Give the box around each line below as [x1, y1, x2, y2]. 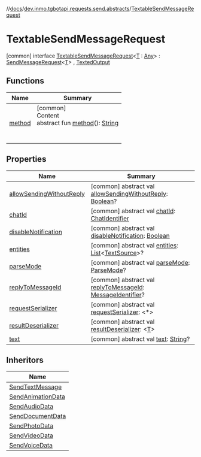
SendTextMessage [9, 383, 62, 391]
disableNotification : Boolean [90, 231, 170, 240]
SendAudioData [9, 402, 54, 411]
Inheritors [6, 355, 44, 365]
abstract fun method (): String [36, 119, 119, 127]
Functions [6, 76, 45, 86]
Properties [6, 154, 47, 164]
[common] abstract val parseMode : [90, 258, 190, 267]
